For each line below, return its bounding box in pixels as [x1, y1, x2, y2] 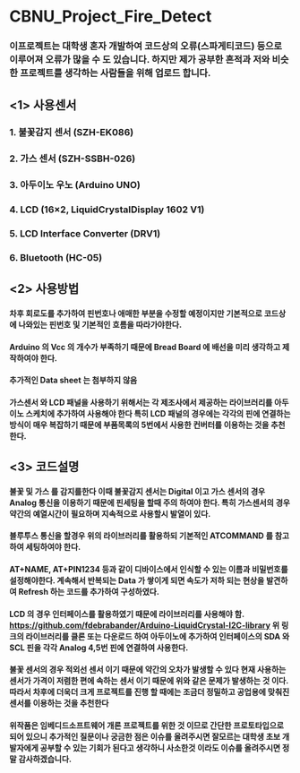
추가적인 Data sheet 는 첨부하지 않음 [9, 374, 138, 386]
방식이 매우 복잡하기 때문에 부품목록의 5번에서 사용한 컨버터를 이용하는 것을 [9, 419, 270, 430]
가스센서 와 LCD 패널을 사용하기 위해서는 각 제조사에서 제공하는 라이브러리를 [9, 397, 273, 408]
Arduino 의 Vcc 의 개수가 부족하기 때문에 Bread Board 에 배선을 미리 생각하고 [9, 341, 281, 352]
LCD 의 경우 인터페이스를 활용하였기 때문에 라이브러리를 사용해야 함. [9, 608, 244, 619]
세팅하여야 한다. [25, 542, 81, 553]
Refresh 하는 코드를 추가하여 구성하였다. [18, 586, 159, 597]
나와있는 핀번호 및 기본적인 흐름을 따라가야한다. [18, 320, 182, 331]
